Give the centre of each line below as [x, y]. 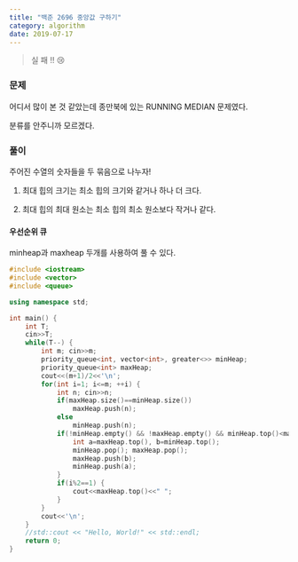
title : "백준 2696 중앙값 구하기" [66, 17]
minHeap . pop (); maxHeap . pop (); [130, 450]
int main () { [33, 318]
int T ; [37, 326]
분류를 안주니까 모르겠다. [52, 125]
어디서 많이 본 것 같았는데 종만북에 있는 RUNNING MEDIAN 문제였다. [129, 107]
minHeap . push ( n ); [105, 426]
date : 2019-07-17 [41, 34]
